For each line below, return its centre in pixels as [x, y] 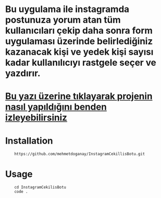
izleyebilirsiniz [36, 118]
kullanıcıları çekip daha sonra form [79, 31]
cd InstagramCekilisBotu [40, 187]
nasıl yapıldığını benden [56, 107]
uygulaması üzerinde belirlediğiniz [79, 41]
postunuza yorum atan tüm [63, 20]
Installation [29, 140]
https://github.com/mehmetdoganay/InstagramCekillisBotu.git [79, 154]
